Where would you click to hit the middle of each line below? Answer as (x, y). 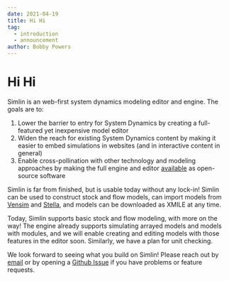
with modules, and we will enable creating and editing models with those (113, 233)
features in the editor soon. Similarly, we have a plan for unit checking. (110, 241)
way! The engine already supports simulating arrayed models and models (114, 226)
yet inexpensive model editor (86, 130)
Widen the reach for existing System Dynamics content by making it (117, 138)
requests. (21, 270)
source (28, 175)
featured (30, 130)
